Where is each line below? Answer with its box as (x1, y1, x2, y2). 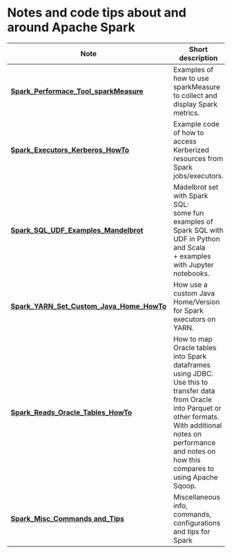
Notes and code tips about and (7, 5, 186, 21)
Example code (173, 119, 220, 128)
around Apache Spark (7, 19, 136, 35)
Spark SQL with (173, 225, 224, 235)
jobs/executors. (173, 171, 224, 180)
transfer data (173, 385, 215, 395)
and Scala (173, 242, 206, 252)
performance (173, 437, 216, 447)
